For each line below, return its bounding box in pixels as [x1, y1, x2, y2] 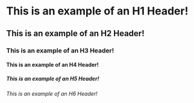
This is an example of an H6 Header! [6, 90, 98, 98]
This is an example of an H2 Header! [6, 28, 145, 39]
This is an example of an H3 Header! [6, 46, 114, 55]
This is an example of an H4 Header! [6, 61, 99, 69]
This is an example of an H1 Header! [6, 4, 189, 18]
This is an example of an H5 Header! [6, 75, 99, 82]
